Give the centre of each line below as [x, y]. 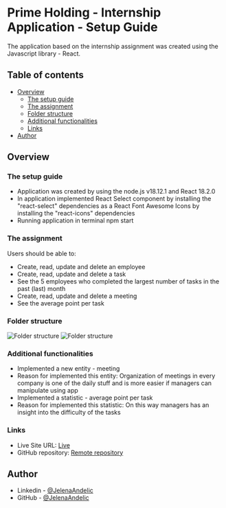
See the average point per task [60, 303]
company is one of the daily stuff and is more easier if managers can [114, 383]
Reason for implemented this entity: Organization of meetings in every [116, 376]
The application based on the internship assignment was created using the [113, 46]
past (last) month [41, 288]
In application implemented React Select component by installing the [114, 199]
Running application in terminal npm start [75, 220]
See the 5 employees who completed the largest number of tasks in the [118, 281]
